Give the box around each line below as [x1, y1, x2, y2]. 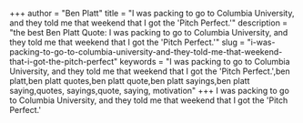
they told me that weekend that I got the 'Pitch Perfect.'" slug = [9, 36, 246, 47]
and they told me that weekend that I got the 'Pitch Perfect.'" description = [9, 17, 288, 28]
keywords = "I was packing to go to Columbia [119, 56, 290, 67]
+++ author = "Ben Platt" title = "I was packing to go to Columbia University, [9, 8, 295, 18]
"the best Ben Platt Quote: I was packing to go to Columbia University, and [9, 27, 288, 37]
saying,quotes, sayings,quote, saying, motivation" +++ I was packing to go [9, 86, 289, 96]
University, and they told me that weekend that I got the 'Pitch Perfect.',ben [9, 66, 290, 77]
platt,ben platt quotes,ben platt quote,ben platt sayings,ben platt [9, 76, 250, 86]
